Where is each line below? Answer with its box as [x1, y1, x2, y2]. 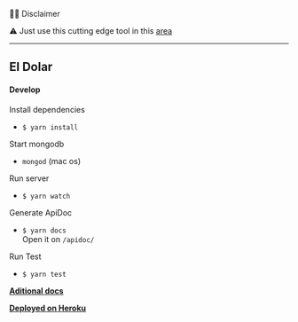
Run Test [9, 251, 42, 262]
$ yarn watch [21, 192, 71, 200]
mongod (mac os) [21, 155, 82, 166]
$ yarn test [21, 270, 67, 279]
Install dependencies [9, 104, 86, 114]
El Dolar [9, 59, 53, 75]
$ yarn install [21, 122, 79, 132]
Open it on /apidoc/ [21, 233, 95, 244]
